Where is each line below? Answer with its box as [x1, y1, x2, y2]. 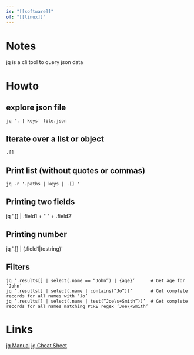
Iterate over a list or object [6, 134, 105, 144]
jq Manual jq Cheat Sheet [6, 342, 68, 349]
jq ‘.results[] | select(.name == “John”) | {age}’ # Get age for [6, 278, 185, 283]
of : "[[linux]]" [6, 14, 46, 20]
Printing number [6, 229, 68, 239]
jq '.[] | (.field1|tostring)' [6, 245, 63, 252]
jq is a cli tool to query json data [6, 59, 83, 66]
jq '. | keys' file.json [6, 118, 67, 124]
